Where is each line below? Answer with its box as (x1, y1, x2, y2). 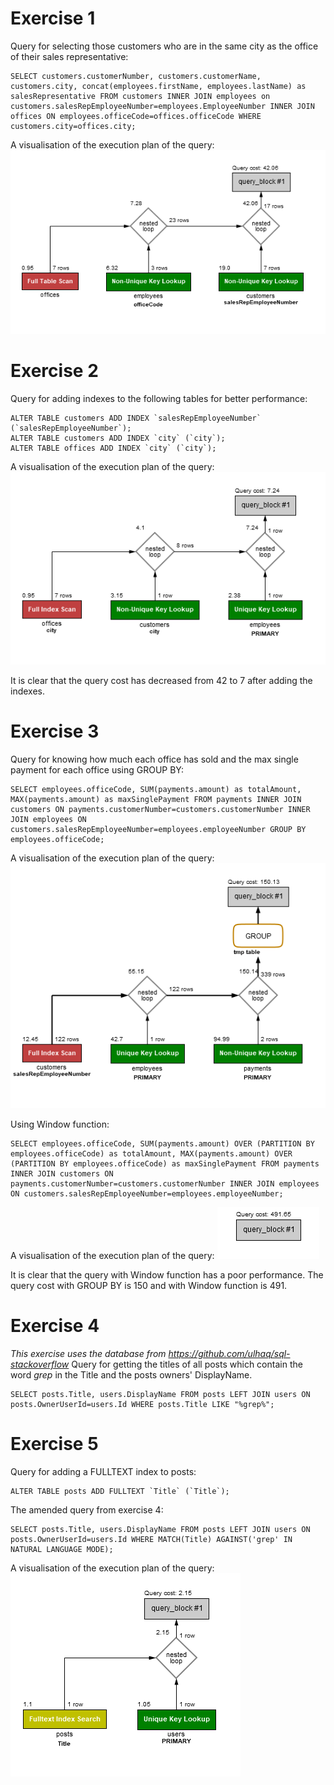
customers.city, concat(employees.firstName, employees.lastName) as (10, 81, 307, 91)
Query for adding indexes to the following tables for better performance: (10, 393, 308, 405)
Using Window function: (10, 1118, 110, 1131)
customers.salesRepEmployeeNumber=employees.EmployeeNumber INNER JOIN (10, 101, 315, 111)
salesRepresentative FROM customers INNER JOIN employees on (10, 91, 271, 101)
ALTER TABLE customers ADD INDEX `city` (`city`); (10, 433, 226, 444)
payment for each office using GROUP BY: (10, 764, 185, 776)
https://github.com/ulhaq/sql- (168, 1347, 291, 1359)
